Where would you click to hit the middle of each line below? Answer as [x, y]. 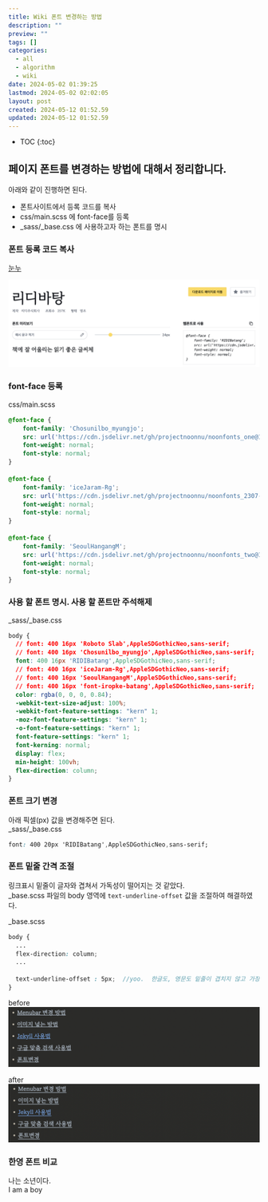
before [19, 1002]
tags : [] [23, 42]
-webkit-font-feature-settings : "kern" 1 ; [87, 711]
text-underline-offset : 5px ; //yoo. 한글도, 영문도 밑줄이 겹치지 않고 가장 [138, 979]
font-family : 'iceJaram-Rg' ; [71, 488]
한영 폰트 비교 [33, 1161]
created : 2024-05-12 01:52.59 [59, 109]
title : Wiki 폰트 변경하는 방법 [55, 17]
